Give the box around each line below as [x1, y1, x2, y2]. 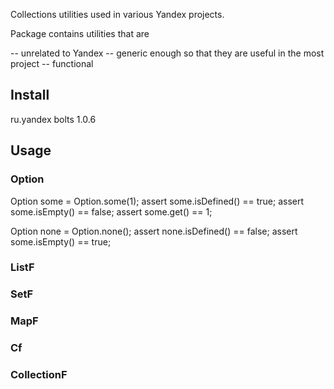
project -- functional [10, 58, 94, 69]
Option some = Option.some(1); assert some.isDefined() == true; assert [10, 195, 305, 207]
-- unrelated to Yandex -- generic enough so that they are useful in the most [10, 47, 325, 59]
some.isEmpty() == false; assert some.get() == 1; [10, 205, 213, 218]
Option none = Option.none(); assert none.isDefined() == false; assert [10, 225, 298, 237]
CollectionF [10, 368, 68, 382]
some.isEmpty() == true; [10, 235, 112, 248]
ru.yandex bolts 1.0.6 [10, 113, 97, 125]
